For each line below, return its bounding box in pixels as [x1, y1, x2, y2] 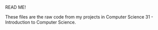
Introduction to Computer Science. [5, 19, 76, 25]
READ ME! [5, 4, 26, 10]
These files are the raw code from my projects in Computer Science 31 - [5, 14, 154, 19]
